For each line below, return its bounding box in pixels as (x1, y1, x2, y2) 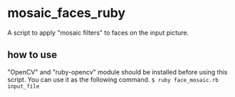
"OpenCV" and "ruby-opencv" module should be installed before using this (7, 67, 228, 76)
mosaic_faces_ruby (7, 5, 126, 21)
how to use (7, 49, 58, 61)
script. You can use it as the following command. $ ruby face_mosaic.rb (7, 75, 219, 84)
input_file (7, 83, 40, 90)
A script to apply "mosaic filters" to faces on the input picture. (7, 28, 189, 37)
